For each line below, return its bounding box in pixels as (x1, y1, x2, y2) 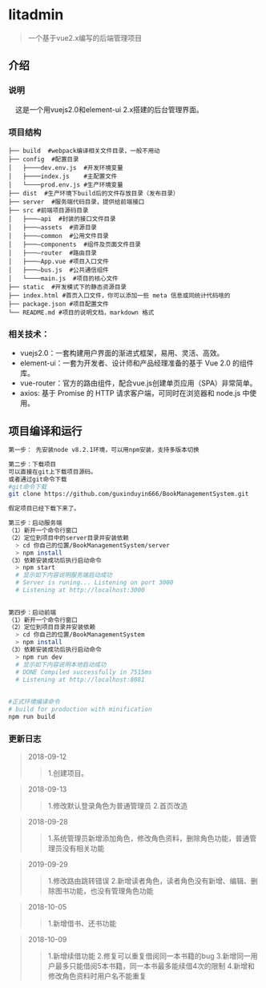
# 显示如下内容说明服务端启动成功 (15, 571, 113, 579)
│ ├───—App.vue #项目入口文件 (8, 257, 110, 265)
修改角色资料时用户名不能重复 (47, 971, 147, 981)
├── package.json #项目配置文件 (8, 300, 110, 308)
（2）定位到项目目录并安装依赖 (8, 623, 96, 631)
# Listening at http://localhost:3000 (15, 587, 146, 595)
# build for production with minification (8, 705, 152, 714)
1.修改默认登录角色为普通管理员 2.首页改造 (47, 801, 188, 811)
